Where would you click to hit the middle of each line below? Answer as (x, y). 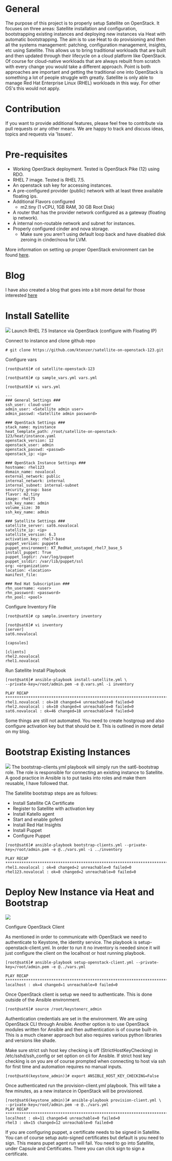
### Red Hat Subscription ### (38, 584)
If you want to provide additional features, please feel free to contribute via (84, 123)
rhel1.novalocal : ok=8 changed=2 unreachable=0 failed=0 (68, 867)
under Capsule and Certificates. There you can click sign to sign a (75, 1148)
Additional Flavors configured (44, 201)
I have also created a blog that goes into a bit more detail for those (75, 290)
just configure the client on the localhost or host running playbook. (76, 953)
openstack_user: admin (29, 445)
